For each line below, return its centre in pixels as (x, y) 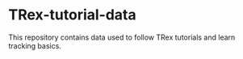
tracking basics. (35, 45)
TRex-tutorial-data (73, 15)
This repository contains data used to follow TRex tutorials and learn (122, 37)
